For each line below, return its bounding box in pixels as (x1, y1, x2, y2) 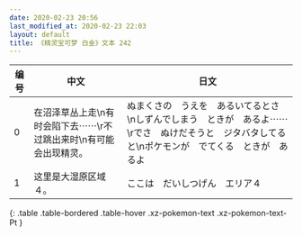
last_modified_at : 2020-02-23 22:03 (9, 22, 147, 31)
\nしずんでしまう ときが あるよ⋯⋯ (127, 113, 289, 126)
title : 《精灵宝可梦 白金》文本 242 (9, 38, 132, 48)
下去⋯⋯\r (60, 120, 104, 132)
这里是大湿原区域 (33, 170, 106, 183)
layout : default (9, 30, 70, 39)
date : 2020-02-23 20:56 (9, 13, 99, 23)
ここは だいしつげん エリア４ (127, 177, 262, 190)
